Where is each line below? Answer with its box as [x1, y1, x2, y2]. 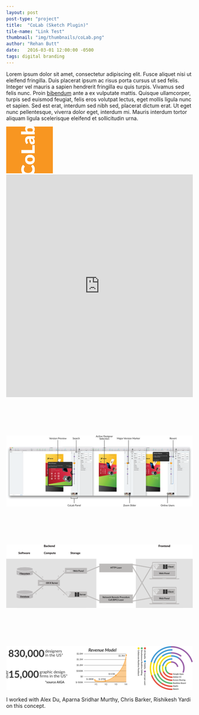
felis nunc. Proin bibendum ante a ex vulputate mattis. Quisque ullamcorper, [6, 89, 191, 96]
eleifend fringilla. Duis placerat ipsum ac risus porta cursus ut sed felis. [6, 77, 179, 84]
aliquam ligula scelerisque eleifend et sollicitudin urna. [6, 115, 139, 122]
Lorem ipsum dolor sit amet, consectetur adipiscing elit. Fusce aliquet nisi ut [6, 70, 192, 77]
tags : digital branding [6, 53, 65, 59]
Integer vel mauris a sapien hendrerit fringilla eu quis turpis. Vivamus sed [6, 83, 185, 90]
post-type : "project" [6, 15, 60, 22]
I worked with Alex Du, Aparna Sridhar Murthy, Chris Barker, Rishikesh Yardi [6, 695, 191, 703]
